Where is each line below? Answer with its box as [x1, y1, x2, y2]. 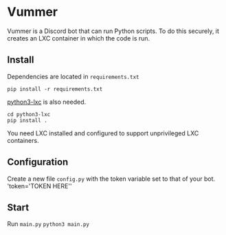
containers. [7, 136, 39, 144]
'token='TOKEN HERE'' [7, 181, 72, 190]
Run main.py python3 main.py [7, 220, 89, 228]
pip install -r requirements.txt [7, 85, 103, 93]
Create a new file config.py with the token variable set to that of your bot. [7, 175, 215, 183]
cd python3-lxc [7, 111, 51, 117]
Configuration [7, 156, 69, 168]
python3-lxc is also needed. [7, 98, 87, 106]
